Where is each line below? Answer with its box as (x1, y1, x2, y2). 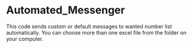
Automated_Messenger (6, 4, 126, 17)
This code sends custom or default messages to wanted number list (6, 23, 172, 30)
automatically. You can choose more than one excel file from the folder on (6, 29, 187, 36)
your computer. (6, 35, 44, 42)
